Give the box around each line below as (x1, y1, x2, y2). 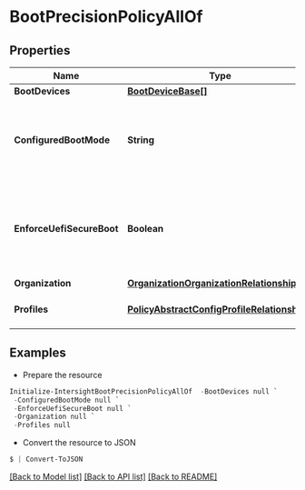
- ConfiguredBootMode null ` (13, 395, 120, 405)
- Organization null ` (13, 412, 95, 422)
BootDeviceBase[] (126, 85, 208, 97)
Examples (9, 345, 66, 361)
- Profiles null (13, 421, 71, 430)
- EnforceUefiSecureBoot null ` (13, 404, 132, 413)
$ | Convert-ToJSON (9, 455, 84, 465)
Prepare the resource (22, 369, 103, 380)
